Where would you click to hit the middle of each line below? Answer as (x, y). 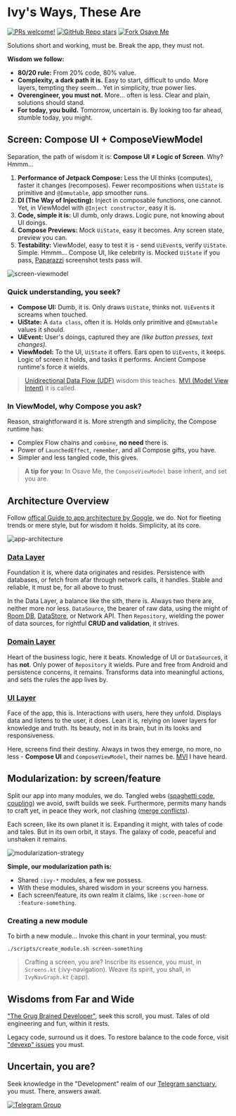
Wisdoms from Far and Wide (71, 999)
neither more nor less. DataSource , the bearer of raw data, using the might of (118, 609)
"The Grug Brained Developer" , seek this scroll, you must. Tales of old (108, 1016)
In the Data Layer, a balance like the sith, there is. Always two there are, (111, 601)
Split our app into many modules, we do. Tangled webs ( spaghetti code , (111, 795)
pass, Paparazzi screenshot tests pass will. (80, 260)
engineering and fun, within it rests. (59, 1023)
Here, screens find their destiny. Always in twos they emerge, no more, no (114, 749)
